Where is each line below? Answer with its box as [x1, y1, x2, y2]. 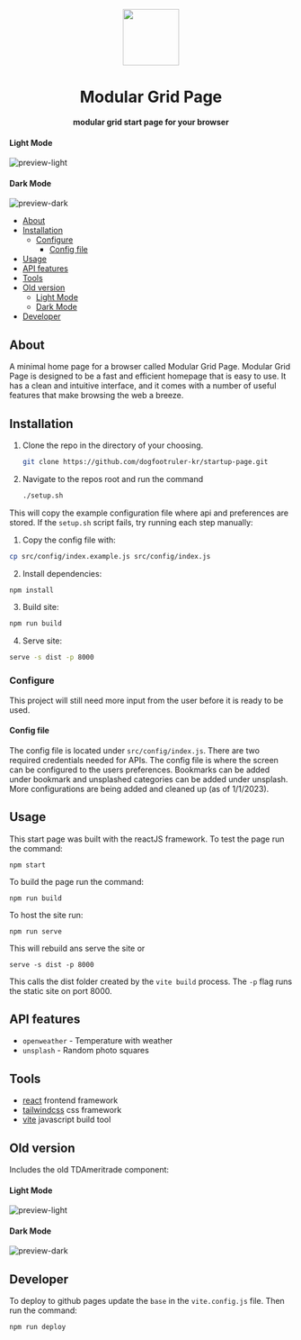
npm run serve [9, 926, 63, 936]
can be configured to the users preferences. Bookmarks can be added [9, 764, 270, 775]
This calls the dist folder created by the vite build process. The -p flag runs [9, 976, 293, 987]
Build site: [22, 602, 59, 613]
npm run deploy [9, 1323, 66, 1332]
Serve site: [22, 635, 63, 646]
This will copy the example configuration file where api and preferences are [9, 507, 289, 518]
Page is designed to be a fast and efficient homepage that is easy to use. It [9, 370, 287, 382]
